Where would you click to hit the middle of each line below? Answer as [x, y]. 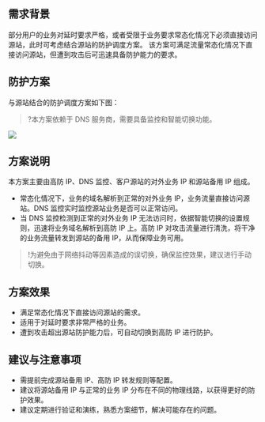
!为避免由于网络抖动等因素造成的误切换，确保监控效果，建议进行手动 [139, 254]
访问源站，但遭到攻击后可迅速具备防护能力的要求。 [98, 55]
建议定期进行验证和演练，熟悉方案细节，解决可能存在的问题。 [120, 410]
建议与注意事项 [45, 359]
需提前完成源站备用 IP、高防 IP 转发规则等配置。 [98, 380]
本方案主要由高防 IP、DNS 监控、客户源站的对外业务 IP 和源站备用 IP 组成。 [131, 182]
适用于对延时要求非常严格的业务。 [75, 322]
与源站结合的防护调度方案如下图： [64, 102]
